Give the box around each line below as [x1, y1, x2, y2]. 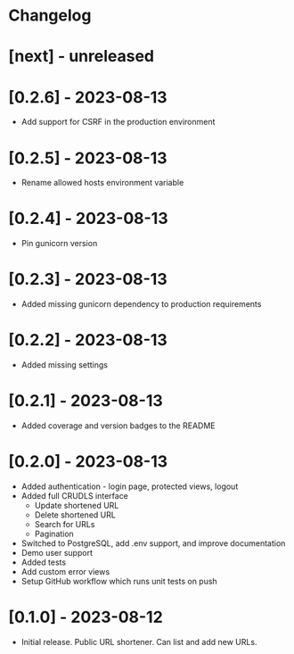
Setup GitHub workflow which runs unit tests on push [20, 575, 217, 586]
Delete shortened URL [34, 509, 117, 520]
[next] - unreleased [8, 46, 155, 67]
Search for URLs [34, 518, 95, 529]
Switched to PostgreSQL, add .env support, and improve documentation [20, 537, 286, 549]
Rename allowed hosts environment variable [20, 178, 184, 188]
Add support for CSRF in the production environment [20, 117, 216, 128]
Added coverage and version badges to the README [20, 420, 216, 431]
